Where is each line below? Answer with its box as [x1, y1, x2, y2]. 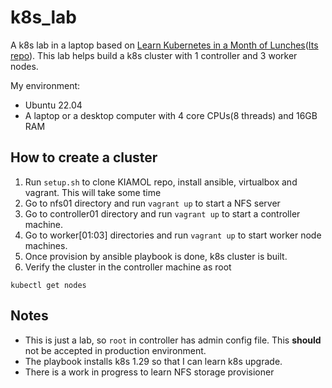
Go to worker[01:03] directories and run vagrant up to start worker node [24, 229, 322, 241]
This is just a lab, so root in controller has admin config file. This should [24, 334, 322, 346]
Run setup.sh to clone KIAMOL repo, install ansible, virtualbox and [24, 176, 298, 188]
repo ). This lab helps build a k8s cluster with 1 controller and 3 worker [10, 49, 298, 61]
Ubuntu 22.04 [24, 99, 83, 111]
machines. [24, 239, 68, 251]
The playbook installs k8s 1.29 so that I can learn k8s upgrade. [24, 355, 283, 367]
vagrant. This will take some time [24, 186, 162, 198]
